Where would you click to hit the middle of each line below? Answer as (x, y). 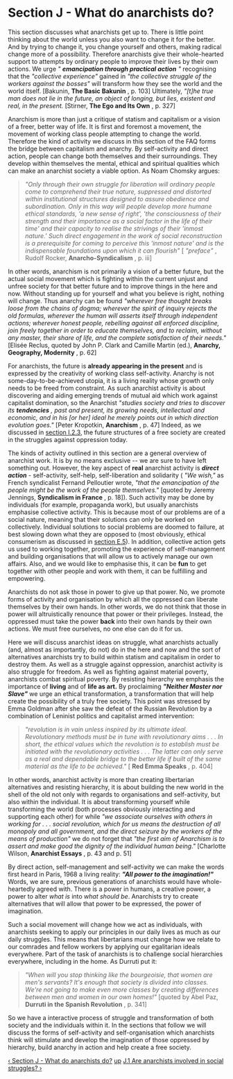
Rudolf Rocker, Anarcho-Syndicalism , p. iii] (88, 257)
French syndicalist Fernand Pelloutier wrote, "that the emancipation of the (114, 482)
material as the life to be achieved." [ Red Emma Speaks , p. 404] (119, 766)
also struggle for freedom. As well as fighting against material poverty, (108, 672)
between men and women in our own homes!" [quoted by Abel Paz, (121, 996)
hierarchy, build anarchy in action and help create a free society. (100, 1047)
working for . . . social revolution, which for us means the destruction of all (114, 824)
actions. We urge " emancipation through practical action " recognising (112, 69)
